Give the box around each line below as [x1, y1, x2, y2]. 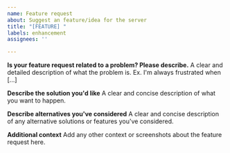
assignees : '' [7, 36, 48, 43]
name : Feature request [7, 10, 73, 17]
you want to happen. [7, 96, 66, 105]
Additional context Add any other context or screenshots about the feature [7, 131, 222, 139]
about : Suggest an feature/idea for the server [7, 17, 148, 24]
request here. [7, 138, 46, 146]
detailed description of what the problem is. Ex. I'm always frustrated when [7, 69, 222, 77]
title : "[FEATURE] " [7, 23, 67, 30]
